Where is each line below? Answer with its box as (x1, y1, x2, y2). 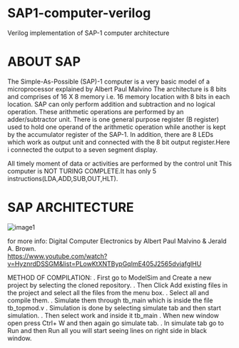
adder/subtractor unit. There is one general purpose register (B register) (7, 115, 220, 123)
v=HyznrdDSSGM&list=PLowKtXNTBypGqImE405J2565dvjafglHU (7, 259, 202, 268)
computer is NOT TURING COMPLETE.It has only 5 (7, 166, 157, 175)
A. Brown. (7, 244, 36, 252)
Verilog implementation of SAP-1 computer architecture (7, 29, 170, 37)
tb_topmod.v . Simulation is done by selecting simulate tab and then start (7, 303, 221, 312)
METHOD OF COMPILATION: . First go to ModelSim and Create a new (7, 273, 212, 282)
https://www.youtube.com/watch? (7, 252, 108, 260)
